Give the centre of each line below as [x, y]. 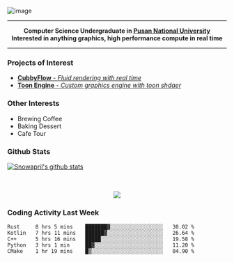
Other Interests [33, 103]
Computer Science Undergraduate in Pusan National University [117, 31]
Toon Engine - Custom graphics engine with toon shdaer [99, 85]
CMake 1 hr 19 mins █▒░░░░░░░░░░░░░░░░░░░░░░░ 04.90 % [101, 252]
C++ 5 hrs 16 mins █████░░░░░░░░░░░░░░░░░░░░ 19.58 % [101, 239]
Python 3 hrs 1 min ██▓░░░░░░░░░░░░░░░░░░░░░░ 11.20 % [101, 245]
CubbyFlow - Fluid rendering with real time [79, 78]
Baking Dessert [39, 126]
